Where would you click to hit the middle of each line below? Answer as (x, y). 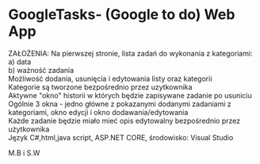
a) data (20, 62)
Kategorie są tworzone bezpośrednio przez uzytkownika (100, 87)
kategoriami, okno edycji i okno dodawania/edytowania (98, 112)
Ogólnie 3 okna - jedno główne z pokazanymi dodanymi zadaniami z (120, 104)
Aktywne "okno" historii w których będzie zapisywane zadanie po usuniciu (130, 95)
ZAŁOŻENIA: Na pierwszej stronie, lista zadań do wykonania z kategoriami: (130, 53)
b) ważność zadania (41, 70)
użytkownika (29, 129)
